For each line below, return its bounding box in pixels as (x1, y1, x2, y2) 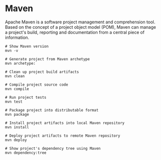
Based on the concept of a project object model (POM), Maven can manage (5, 24, 156, 30)
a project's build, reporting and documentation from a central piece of (5, 29, 145, 35)
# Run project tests (5, 95, 47, 100)
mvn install (5, 124, 29, 129)
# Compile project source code (5, 82, 68, 87)
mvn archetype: (5, 61, 36, 66)
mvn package (5, 112, 29, 117)
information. (5, 35, 30, 40)
